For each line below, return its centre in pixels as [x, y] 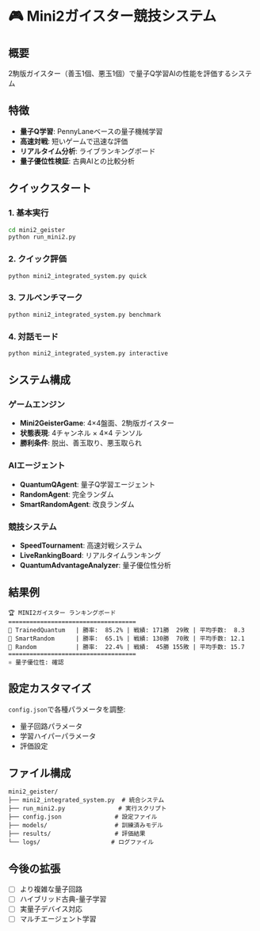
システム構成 [40, 380]
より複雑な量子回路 [51, 889]
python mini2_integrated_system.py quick [78, 276]
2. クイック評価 [38, 259]
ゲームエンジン [37, 405]
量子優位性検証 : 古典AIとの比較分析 [77, 161]
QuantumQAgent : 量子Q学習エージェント [88, 484]
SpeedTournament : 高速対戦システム [81, 546]
